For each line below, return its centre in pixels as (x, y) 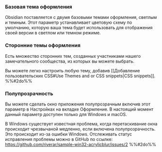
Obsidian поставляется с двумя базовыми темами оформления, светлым (81, 17)
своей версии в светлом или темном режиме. (53, 33)
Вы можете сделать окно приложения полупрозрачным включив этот (78, 104)
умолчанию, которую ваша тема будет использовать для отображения (79, 28)
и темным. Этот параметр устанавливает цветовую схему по (69, 22)
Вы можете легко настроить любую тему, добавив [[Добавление (73, 70)
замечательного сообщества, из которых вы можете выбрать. (70, 61)
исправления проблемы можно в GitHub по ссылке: (59, 139)
